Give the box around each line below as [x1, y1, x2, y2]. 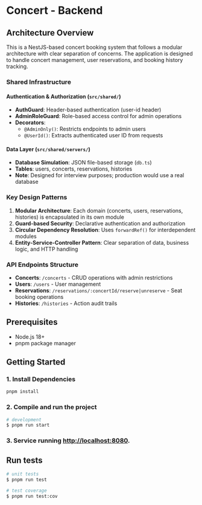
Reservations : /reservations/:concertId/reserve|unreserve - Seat [14, 287, 183, 294]
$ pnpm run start [6, 422, 50, 428]
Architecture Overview [6, 28, 94, 38]
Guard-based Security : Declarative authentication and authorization [14, 219, 186, 227]
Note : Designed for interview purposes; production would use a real [14, 172, 185, 179]
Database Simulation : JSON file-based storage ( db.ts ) [14, 159, 152, 166]
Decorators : [14, 119, 46, 127]
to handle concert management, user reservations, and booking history [6, 57, 183, 63]
